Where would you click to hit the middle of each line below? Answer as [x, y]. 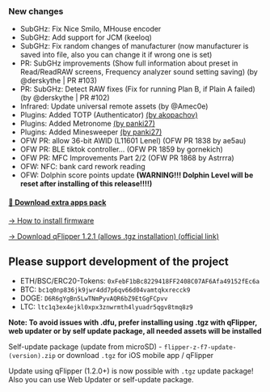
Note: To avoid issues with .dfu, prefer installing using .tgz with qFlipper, [133, 322]
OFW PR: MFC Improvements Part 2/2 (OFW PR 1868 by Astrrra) [127, 158]
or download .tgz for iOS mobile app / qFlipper [136, 356]
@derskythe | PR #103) [59, 81]
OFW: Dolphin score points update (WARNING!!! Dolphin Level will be [137, 175]
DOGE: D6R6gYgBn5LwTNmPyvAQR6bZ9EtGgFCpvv [94, 298]
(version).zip [32, 356]
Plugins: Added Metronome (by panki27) [88, 124]
